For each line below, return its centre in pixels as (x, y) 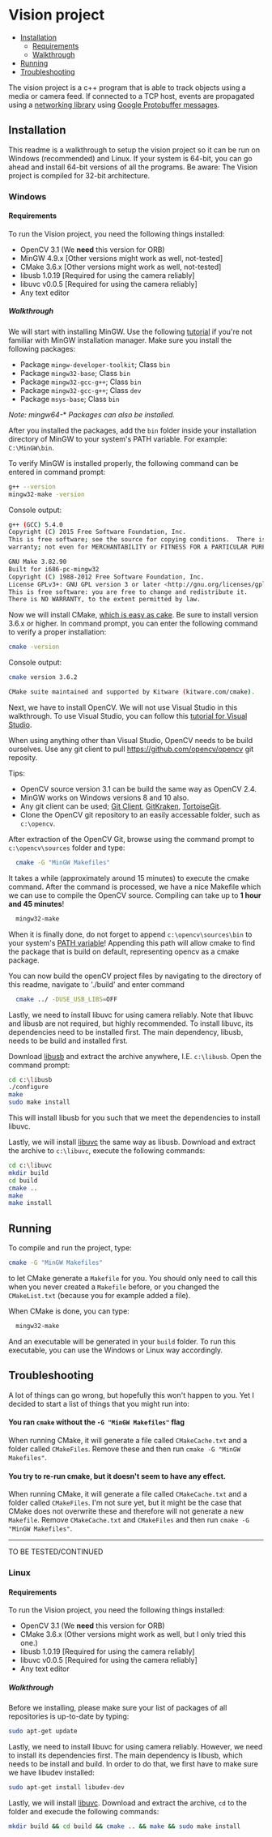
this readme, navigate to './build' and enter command (96, 984)
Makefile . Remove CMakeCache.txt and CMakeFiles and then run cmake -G (129, 1520)
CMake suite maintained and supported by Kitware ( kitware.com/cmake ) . (132, 692)
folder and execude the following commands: (84, 1811)
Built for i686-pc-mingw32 (54, 569)
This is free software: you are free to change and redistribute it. (128, 592)
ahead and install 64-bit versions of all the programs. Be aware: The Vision (133, 167)
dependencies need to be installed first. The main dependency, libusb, (126, 1032)
